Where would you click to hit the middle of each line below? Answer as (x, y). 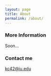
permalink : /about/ (24, 18)
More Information (25, 35)
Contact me (19, 58)
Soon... (12, 46)
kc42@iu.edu (18, 68)
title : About (18, 14)
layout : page (18, 9)
